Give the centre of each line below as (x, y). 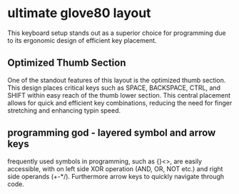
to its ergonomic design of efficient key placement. (82, 40)
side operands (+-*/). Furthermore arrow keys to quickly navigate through (116, 176)
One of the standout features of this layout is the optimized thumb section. (117, 80)
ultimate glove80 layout (79, 13)
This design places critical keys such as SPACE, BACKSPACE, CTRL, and (114, 88)
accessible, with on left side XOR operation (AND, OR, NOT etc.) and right (115, 168)
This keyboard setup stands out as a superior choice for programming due (117, 33)
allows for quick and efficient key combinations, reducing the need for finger (120, 103)
